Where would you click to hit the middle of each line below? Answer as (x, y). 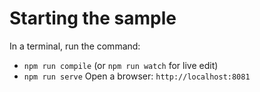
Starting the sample (93, 18)
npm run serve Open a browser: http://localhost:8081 (137, 76)
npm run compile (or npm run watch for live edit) (121, 65)
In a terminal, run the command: (75, 46)
